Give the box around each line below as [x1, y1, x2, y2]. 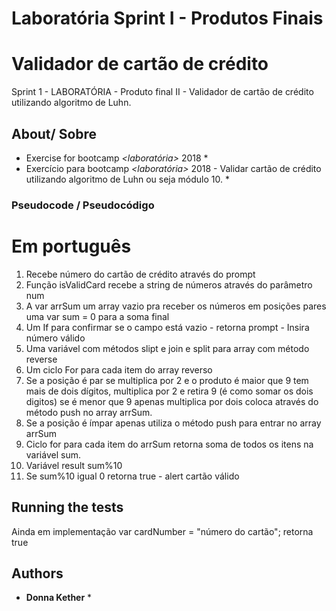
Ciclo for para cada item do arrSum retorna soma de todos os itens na [25, 438, 314, 450]
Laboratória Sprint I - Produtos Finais [11, 7, 324, 30]
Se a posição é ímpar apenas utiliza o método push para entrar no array [25, 417, 322, 429]
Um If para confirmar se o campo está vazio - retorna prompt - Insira [25, 321, 310, 333]
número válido [25, 332, 86, 344]
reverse [25, 353, 58, 365]
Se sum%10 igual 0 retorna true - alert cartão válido [25, 470, 240, 482]
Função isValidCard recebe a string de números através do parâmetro [25, 278, 313, 291]
